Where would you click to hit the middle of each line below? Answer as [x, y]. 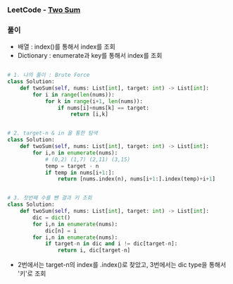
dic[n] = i [61, 230]
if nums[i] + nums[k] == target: [103, 108]
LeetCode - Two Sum [44, 10]
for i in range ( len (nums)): [74, 94]
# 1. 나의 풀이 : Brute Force [49, 75]
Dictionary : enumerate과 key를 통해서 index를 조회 [90, 56]
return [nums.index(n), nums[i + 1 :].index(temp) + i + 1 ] [137, 179]
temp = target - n [72, 166]
